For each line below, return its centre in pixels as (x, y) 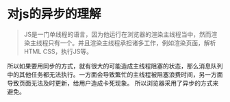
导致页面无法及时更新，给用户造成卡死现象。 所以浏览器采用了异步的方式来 (113, 83)
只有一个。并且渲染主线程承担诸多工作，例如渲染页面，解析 (132, 42)
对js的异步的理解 (54, 14)
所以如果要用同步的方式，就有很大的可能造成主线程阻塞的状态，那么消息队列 (115, 66)
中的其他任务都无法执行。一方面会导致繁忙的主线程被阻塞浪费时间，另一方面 (115, 74)
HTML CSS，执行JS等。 (58, 51)
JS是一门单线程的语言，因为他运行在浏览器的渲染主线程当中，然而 (117, 34)
